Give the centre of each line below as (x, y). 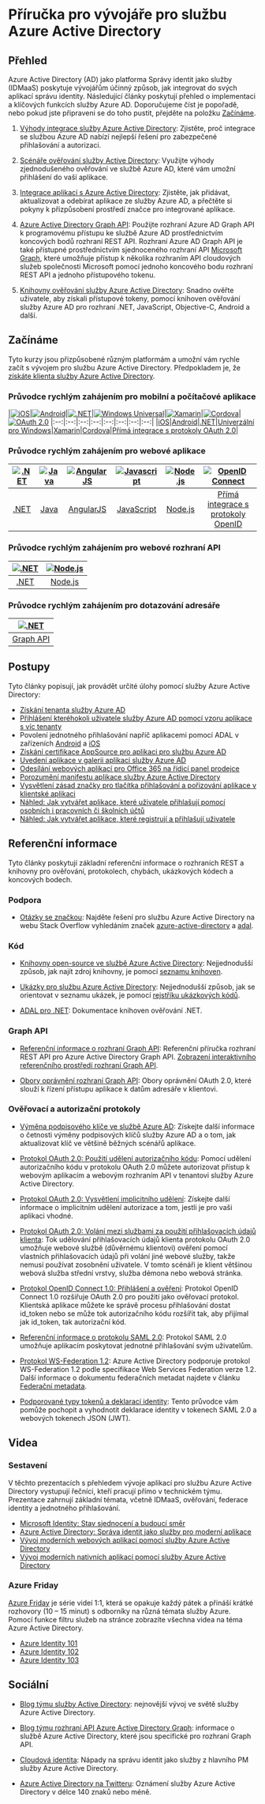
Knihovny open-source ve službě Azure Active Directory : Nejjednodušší (136, 963)
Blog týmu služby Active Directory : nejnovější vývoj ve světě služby (129, 1704)
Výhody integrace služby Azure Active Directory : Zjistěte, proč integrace (137, 128)
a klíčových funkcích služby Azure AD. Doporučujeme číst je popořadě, (123, 105)
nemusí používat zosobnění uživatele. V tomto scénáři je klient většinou (136, 1265)
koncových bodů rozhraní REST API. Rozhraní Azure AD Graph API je (131, 241)
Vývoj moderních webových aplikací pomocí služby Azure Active (125, 1540)
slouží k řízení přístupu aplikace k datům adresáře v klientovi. (119, 1088)
